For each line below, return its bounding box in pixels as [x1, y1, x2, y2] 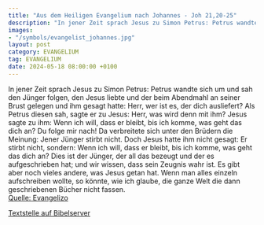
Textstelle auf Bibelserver [8, 208, 91, 217]
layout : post [8, 41, 51, 49]
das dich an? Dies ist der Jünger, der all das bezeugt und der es [8, 151, 214, 160]
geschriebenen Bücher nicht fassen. [8, 184, 126, 194]
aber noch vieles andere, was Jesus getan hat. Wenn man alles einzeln [8, 168, 238, 177]
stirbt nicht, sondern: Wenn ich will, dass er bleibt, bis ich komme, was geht [8, 142, 253, 152]
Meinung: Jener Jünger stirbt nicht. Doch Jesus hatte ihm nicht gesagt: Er [8, 135, 247, 144]
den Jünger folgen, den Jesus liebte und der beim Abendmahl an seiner [8, 92, 241, 102]
